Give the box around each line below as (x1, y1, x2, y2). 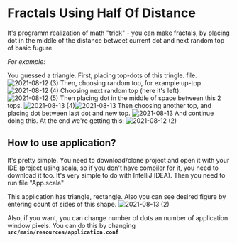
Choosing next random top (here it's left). (60, 86, 181, 94)
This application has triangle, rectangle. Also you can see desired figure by (7, 192, 226, 200)
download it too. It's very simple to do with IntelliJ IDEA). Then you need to (7, 171, 226, 179)
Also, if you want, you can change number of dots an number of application (7, 213, 228, 222)
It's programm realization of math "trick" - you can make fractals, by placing (7, 28, 231, 37)
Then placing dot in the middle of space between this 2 (60, 94, 221, 102)
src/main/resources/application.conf (7, 229, 119, 236)
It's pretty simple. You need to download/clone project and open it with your (7, 156, 230, 164)
